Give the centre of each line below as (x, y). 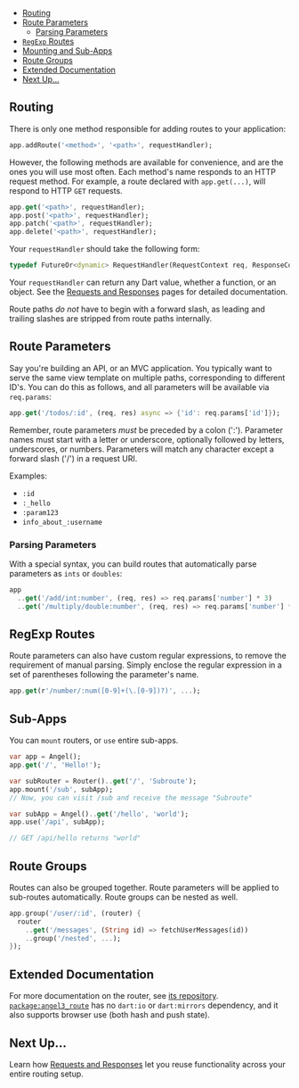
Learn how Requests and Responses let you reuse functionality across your (148, 1064)
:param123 (40, 512)
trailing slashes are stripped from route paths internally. (110, 319)
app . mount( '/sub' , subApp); (61, 789)
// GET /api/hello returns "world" (75, 838)
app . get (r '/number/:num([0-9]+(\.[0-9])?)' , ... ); (105, 691)
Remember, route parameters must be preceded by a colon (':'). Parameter (146, 430)
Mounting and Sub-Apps (67, 51)
